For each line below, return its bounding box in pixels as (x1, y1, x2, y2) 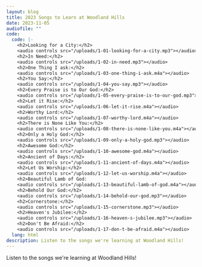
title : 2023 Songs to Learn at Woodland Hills (6, 14, 125, 20)
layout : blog (6, 8, 39, 15)
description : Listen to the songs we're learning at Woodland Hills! (6, 238, 185, 244)
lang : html (11, 232, 39, 238)
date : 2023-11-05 (6, 20, 50, 26)
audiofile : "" (6, 25, 42, 32)
